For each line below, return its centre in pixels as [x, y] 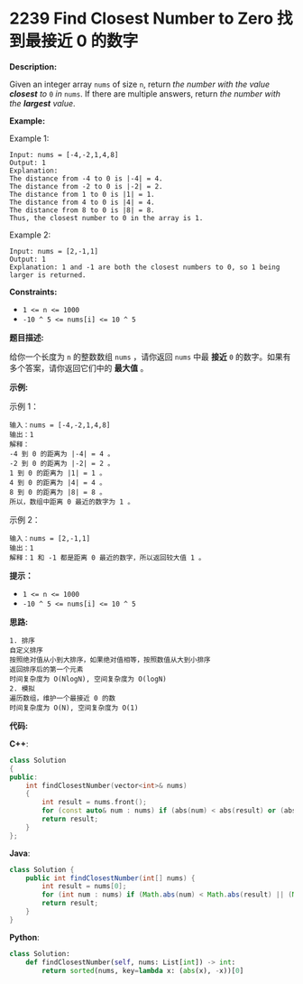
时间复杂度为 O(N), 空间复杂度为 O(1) [74, 708]
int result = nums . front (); [94, 803]
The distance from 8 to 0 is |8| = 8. [82, 210]
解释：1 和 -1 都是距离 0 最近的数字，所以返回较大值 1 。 [107, 557]
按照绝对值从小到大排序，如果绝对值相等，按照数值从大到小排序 [110, 660]
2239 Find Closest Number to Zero [141, 19]
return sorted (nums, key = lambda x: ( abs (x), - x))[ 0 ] [143, 970]
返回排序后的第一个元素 [46, 669]
